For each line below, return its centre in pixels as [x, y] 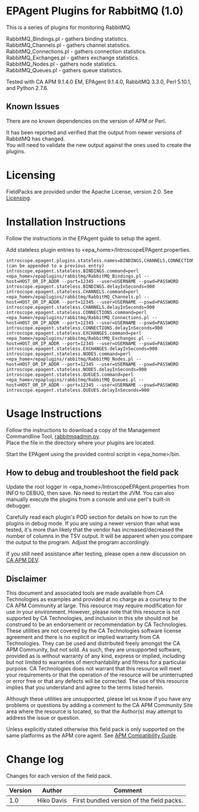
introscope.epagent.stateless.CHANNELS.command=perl [73, 291]
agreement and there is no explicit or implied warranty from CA [83, 637]
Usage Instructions [54, 413]
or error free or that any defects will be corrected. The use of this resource [97, 681]
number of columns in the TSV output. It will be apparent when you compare [99, 536]
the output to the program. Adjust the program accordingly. [78, 543]
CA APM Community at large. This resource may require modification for [94, 606]
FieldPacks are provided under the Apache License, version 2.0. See [90, 191]
